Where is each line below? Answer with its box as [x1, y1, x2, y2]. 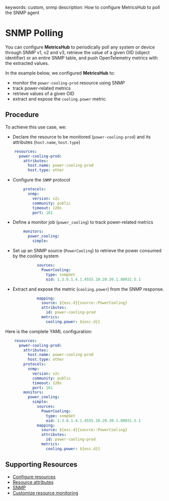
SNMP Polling [5, 27, 64, 39]
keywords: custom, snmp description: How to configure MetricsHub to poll [5, 5, 160, 10]
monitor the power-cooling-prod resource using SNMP [12, 79, 125, 85]
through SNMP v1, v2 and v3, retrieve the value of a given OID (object [5, 49, 150, 55]
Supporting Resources [5, 460, 78, 469]
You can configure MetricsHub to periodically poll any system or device [5, 44, 155, 50]
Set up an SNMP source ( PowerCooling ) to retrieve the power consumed [12, 248, 162, 253]
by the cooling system [12, 253, 59, 259]
